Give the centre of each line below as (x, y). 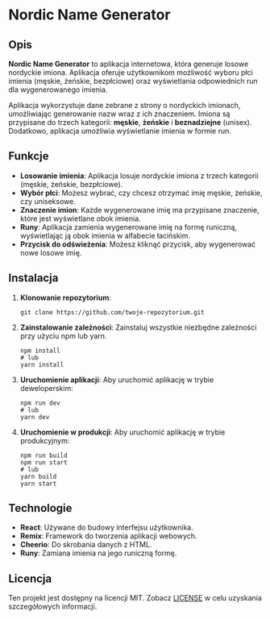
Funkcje (29, 156)
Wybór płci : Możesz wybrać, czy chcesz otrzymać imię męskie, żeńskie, (141, 193)
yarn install (42, 364)
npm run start (44, 462)
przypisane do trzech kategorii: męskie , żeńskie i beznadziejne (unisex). (130, 122)
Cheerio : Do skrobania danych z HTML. (86, 545)
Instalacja (33, 278)
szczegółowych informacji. (53, 607)
